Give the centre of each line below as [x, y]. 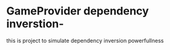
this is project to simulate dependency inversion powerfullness [85, 40]
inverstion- [35, 24]
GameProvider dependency [78, 11]
